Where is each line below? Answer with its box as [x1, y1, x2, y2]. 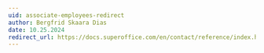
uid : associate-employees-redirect [8, 11, 125, 19]
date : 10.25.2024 [8, 26, 65, 34]
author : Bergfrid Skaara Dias [8, 19, 108, 26]
